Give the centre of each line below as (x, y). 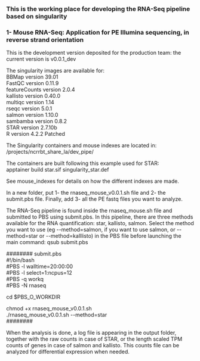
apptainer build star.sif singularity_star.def (58, 170)
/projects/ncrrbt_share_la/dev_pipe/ (50, 152)
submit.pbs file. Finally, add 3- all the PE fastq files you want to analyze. (95, 199)
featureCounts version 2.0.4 (41, 90)
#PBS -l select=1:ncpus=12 (39, 273)
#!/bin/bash (20, 260)
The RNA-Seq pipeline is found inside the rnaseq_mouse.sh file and (89, 211)
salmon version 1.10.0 (32, 115)
